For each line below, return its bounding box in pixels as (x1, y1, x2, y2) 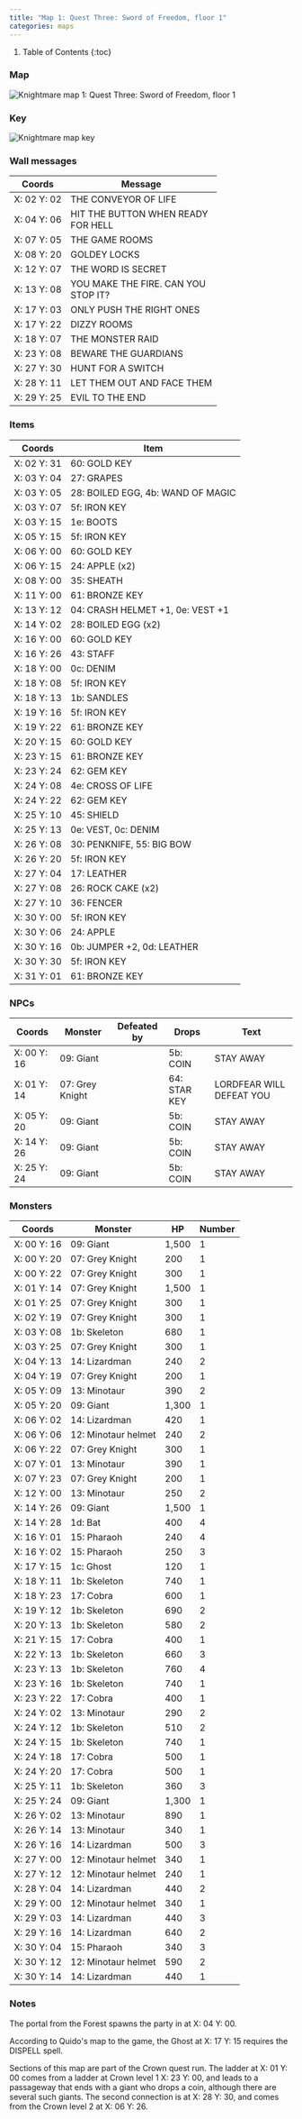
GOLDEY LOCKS (70, 249, 140, 261)
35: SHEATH (70, 574, 123, 587)
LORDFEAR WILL (214, 1078, 286, 1091)
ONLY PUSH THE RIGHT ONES (70, 304, 200, 316)
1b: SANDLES (70, 691, 129, 704)
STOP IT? (70, 289, 111, 302)
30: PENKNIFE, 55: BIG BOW (70, 837, 191, 850)
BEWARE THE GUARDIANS (70, 348, 184, 361)
